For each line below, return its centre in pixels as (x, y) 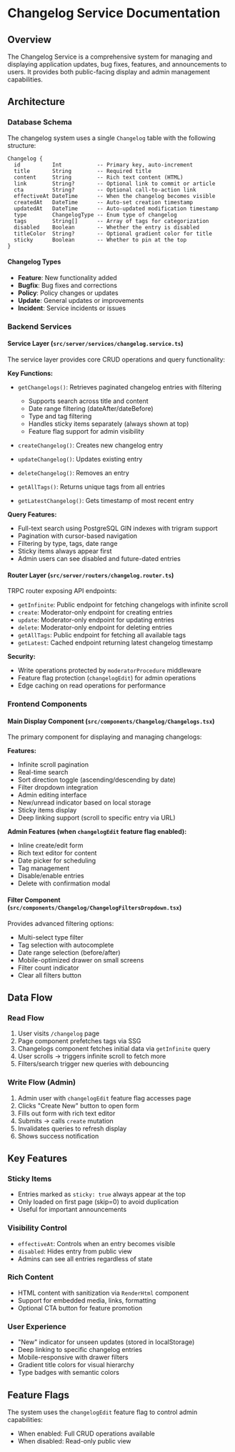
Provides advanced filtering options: (61, 923)
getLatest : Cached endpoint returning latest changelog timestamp (115, 643)
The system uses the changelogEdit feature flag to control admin (102, 1412)
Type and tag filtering (60, 417)
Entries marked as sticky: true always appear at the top (101, 1194)
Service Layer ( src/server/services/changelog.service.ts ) (95, 344)
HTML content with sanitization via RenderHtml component (103, 1293)
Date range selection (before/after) (69, 953)
